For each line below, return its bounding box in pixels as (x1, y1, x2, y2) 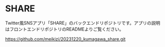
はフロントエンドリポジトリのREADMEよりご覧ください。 (5, 26, 124, 32)
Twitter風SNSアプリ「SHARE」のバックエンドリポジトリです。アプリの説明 (5, 20, 161, 26)
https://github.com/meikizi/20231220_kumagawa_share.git (5, 36, 126, 42)
